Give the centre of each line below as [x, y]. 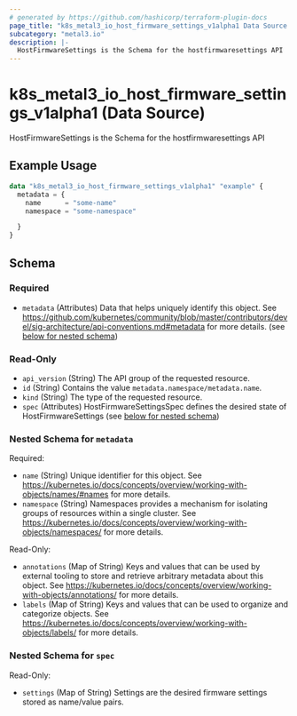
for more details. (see [246, 326]
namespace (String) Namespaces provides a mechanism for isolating [145, 504]
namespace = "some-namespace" [81, 211]
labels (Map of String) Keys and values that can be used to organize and [155, 604]
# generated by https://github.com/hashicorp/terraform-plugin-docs [138, 17]
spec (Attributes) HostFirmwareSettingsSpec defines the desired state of [154, 407]
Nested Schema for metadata [71, 439]
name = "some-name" [71, 203]
